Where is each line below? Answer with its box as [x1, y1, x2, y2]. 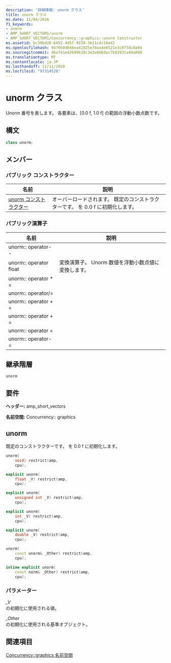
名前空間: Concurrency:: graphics [6, 414, 76, 420]
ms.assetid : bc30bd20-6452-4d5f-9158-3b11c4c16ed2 [6, 41, 115, 46]
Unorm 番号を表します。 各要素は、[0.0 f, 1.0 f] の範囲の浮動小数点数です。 [6, 110, 162, 116]
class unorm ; [6, 140, 33, 145]
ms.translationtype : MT [6, 54, 56, 60]
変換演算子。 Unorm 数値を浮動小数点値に [59, 259, 160, 266]
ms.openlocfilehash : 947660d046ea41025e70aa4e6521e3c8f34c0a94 [6, 45, 143, 50]
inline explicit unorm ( [6, 565, 56, 570]
